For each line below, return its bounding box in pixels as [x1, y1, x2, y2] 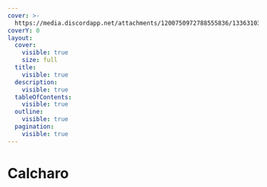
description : [14, 78, 58, 86]
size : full [22, 56, 58, 64]
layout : [7, 33, 33, 42]
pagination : [14, 123, 55, 131]
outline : [14, 108, 44, 116]
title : [14, 64, 37, 72]
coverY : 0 [7, 26, 41, 34]
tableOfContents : [14, 93, 73, 101]
